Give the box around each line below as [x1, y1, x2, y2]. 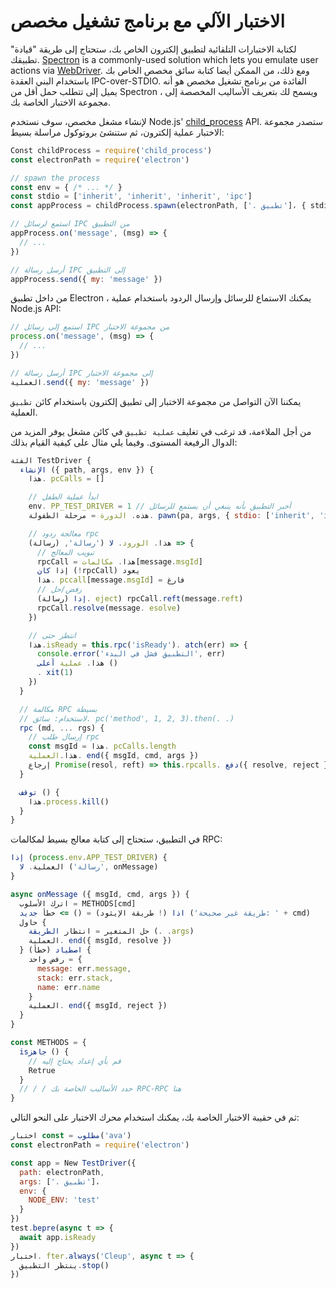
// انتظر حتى [28, 630, 77, 640]
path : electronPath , [19, 1167, 105, 1177]
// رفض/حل [36, 585, 82, 595]
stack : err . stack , [36, 973, 114, 983]
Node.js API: [10, 303, 62, 315]
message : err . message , [36, 963, 132, 974]
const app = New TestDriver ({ [10, 1158, 137, 1168]
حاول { [19, 917, 47, 927]
